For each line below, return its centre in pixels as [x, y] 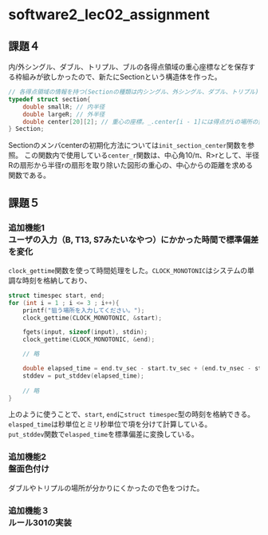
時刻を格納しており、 [57, 280]
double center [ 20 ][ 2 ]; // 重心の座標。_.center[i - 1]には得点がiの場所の [140, 121]
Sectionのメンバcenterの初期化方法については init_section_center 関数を [128, 145]
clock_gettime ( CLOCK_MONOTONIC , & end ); [89, 340]
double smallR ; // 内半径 [64, 107]
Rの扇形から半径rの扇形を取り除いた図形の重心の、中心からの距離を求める [131, 165]
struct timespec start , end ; [57, 295]
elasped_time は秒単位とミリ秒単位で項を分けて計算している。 [110, 424]
